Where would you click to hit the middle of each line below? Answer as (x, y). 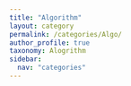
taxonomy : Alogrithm (48, 51)
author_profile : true (50, 43)
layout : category (42, 26)
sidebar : (26, 59)
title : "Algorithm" (46, 17)
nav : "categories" (52, 68)
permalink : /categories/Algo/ (66, 34)
